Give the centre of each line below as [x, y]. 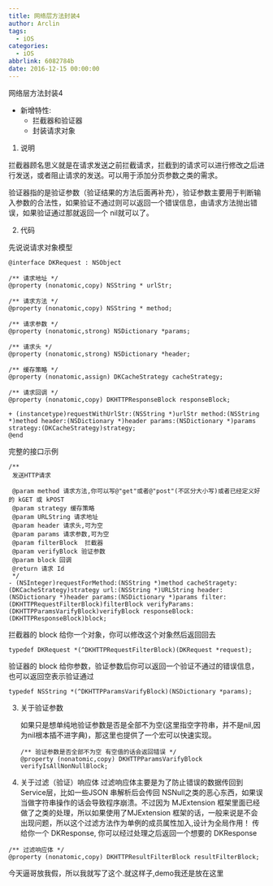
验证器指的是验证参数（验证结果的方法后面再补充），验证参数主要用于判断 [131, 192]
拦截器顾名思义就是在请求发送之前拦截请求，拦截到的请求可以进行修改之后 [133, 165]
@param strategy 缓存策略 [53, 508]
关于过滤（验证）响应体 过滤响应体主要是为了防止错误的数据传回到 [132, 782]
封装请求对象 [54, 130]
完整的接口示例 [33, 451]
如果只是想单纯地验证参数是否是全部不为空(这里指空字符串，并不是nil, [136, 724]
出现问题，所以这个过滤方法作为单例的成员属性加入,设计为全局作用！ [135, 823]
